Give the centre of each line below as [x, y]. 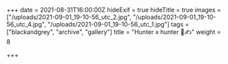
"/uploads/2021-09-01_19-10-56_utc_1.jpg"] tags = [118, 24]
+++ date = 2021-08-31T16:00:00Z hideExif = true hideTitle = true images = [114, 10]
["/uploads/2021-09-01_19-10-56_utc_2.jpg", [69, 17]
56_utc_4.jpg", [26, 24]
